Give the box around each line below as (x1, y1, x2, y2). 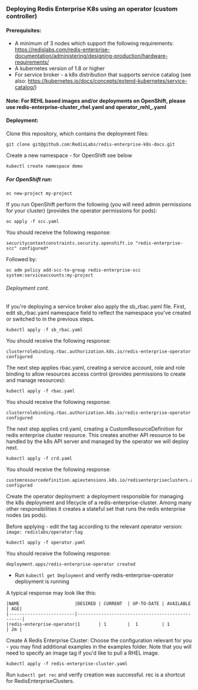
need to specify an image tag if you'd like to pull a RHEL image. (6, 649, 160, 656)
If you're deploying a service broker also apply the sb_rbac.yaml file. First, (6, 303, 186, 310)
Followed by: (6, 255, 37, 262)
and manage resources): (6, 377, 66, 384)
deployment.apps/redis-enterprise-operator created (6, 561, 136, 567)
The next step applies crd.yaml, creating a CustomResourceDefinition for (6, 425, 183, 432)
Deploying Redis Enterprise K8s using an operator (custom (6, 5, 178, 13)
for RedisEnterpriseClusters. (6, 678, 75, 685)
